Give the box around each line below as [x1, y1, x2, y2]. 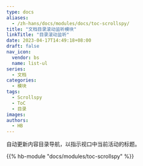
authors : [6, 117, 29, 123]
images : [6, 111, 26, 118]
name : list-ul [12, 60, 48, 66]
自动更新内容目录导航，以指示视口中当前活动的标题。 [6, 140, 141, 148]
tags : [6, 89, 20, 95]
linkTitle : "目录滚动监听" [6, 32, 70, 38]
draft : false [6, 43, 40, 50]
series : [6, 66, 26, 72]
